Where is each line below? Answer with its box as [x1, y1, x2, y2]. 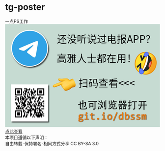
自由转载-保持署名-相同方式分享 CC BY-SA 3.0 [5, 140, 99, 146]
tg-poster [5, 1, 45, 13]
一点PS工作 [5, 18, 28, 24]
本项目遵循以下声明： [5, 134, 48, 140]
